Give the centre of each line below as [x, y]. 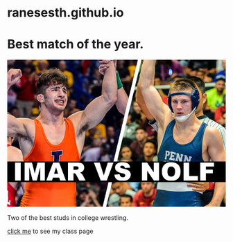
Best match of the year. [76, 45]
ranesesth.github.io [66, 13]
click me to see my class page [50, 231]
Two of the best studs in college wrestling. [68, 218]
